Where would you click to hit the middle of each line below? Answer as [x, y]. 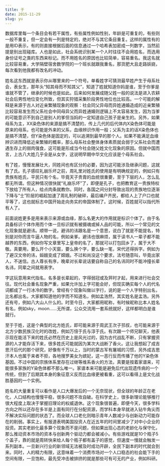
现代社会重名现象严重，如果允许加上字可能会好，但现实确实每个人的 [82, 284]
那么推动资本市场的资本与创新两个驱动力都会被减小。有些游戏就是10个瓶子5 [82, 434]
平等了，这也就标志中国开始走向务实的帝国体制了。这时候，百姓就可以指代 [80, 202]
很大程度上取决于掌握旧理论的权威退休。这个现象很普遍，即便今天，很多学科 [82, 403]
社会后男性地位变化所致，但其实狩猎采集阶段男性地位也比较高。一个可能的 [80, 99]
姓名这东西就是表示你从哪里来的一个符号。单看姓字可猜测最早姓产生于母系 [80, 81]
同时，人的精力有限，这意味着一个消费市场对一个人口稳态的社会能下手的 [87, 452]
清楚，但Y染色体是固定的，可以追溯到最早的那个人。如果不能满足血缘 [88, 136]
